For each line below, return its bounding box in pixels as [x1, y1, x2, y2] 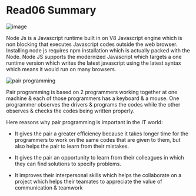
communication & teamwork [14, 184, 83, 191]
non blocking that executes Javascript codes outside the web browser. [6, 41, 178, 48]
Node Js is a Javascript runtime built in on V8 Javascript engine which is [6, 34, 182, 41]
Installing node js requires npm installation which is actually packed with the [6, 46, 190, 54]
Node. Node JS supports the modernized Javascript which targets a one [6, 53, 182, 60]
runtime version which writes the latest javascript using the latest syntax [6, 59, 181, 67]
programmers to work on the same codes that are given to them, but [14, 136, 181, 143]
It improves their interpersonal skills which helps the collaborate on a [14, 171, 182, 178]
